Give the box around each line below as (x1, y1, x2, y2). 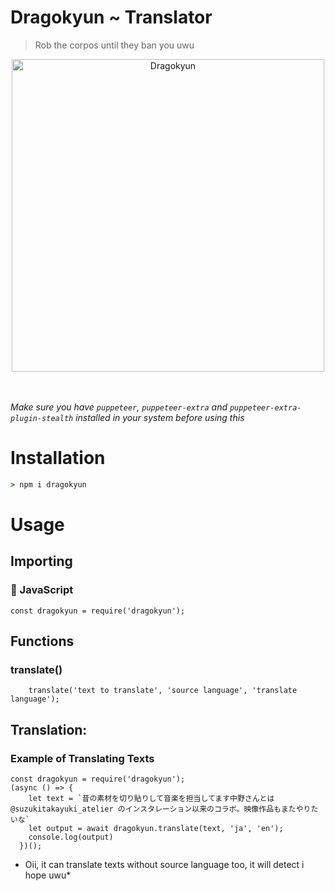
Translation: (10, 721, 88, 738)
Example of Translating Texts (10, 751, 155, 765)
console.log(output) (28, 832, 114, 842)
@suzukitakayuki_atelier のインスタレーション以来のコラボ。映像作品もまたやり (10, 804, 312, 814)
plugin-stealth (10, 413, 74, 423)
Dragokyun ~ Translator (10, 6, 213, 29)
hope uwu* (24, 869, 72, 881)
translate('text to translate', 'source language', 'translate (28, 686, 298, 696)
